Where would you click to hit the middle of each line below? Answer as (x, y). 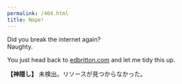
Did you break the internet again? (54, 39)
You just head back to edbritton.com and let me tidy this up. (91, 59)
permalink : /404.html (38, 13)
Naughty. (20, 46)
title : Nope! (26, 20)
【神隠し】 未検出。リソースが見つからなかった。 (77, 74)
